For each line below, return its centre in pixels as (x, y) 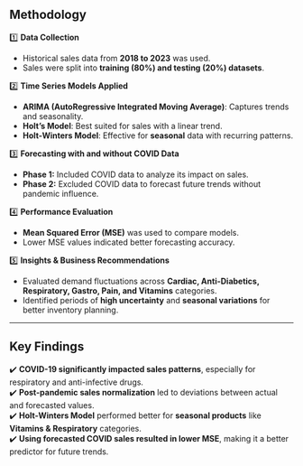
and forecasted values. (52, 405)
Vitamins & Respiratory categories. (76, 428)
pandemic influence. (60, 193)
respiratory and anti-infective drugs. (77, 382)
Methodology (48, 15)
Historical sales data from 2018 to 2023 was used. (116, 58)
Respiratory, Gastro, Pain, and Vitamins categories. (119, 290)
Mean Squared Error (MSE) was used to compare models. (130, 232)
